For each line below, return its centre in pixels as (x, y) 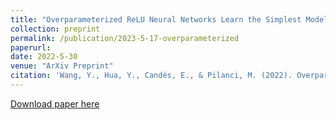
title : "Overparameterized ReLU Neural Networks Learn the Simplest (156, 19)
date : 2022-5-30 (44, 57)
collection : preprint (55, 29)
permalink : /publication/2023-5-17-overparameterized (125, 38)
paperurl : (31, 47)
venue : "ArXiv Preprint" (62, 66)
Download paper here (55, 103)
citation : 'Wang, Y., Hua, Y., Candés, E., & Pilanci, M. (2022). (151, 76)
